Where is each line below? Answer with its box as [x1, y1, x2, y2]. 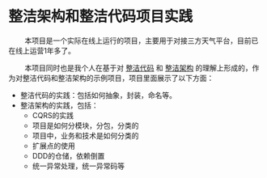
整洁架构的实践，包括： [19, 100, 99, 110]
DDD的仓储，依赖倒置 [32, 150, 105, 160]
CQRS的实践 [32, 110, 74, 120]
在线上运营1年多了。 [8, 45, 75, 55]
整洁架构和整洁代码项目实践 [8, 7, 193, 26]
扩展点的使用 [32, 141, 75, 150]
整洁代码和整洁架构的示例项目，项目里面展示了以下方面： [22, 73, 214, 83]
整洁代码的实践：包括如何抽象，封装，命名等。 [19, 90, 176, 100]
